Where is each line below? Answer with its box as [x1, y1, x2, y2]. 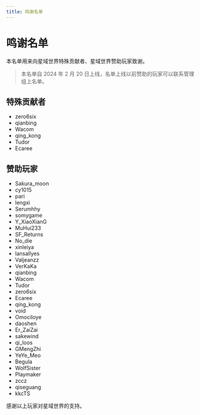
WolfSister [14, 365, 41, 372]
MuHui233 [14, 225, 41, 232]
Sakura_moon [14, 180, 49, 187]
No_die [14, 237, 33, 244]
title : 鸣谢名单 [6, 8, 43, 15]
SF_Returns [14, 231, 44, 238]
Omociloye [14, 314, 42, 321]
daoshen [14, 320, 37, 327]
